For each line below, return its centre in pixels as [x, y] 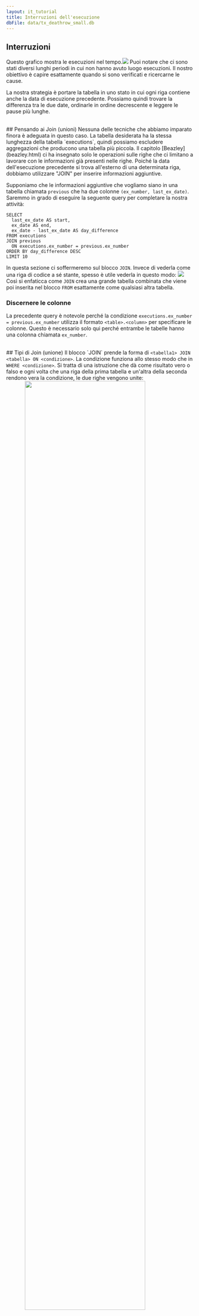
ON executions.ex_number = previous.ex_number [70, 247]
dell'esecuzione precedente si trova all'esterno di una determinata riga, [94, 167]
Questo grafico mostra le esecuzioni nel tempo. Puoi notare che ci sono [97, 62]
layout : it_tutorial [32, 12]
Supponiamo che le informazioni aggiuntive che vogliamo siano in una [92, 185]
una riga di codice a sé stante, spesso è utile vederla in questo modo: [91, 275]
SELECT [14, 215]
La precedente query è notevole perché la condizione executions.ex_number [99, 316]
